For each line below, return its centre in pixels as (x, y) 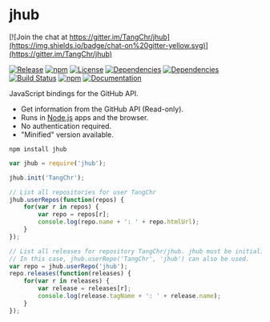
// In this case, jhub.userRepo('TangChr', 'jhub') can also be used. (129, 259)
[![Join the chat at (38, 37)
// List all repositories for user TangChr (83, 192)
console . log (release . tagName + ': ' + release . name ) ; (129, 296)
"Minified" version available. (67, 135)
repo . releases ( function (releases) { (70, 274)
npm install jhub (38, 149)
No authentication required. (66, 126)
